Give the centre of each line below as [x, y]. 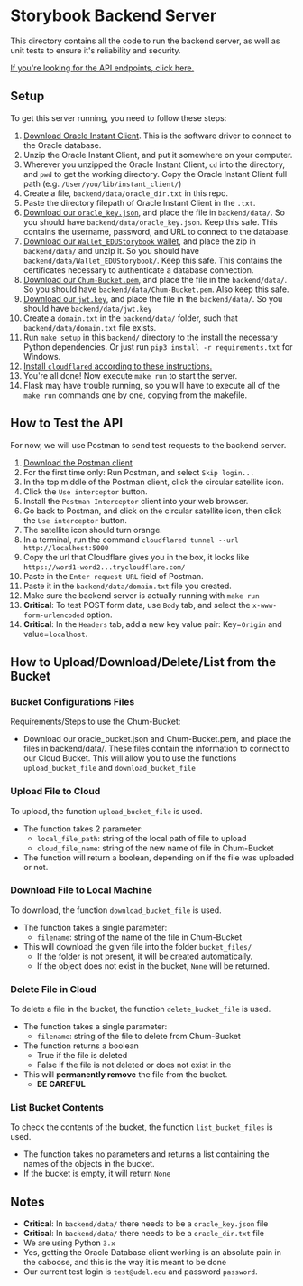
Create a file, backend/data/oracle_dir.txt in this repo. [126, 193]
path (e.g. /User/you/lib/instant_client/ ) [102, 183]
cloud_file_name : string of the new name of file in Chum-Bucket [155, 848]
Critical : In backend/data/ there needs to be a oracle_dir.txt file [144, 1234]
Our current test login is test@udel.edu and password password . [140, 1272]
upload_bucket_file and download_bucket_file [110, 768]
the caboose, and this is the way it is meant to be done [125, 1263]
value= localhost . [55, 634]
